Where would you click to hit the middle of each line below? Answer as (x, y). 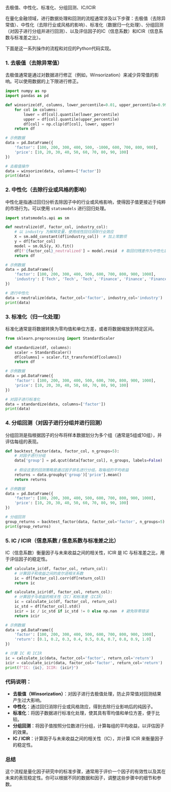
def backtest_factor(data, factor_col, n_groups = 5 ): (62, 451)
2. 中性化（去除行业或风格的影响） (48, 190)
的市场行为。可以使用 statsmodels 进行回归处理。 (57, 208)
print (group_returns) (28, 526)
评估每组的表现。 (23, 441)
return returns (31, 479)
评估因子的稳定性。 (30, 559)
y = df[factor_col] (35, 242)
